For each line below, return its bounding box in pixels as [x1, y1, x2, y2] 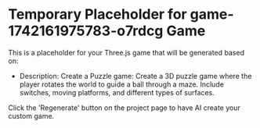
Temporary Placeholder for [8, 5, 187, 23]
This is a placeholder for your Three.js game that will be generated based [8, 48, 245, 57]
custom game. [8, 111, 55, 120]
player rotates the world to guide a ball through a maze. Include [19, 80, 225, 89]
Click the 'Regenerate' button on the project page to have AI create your [8, 103, 241, 112]
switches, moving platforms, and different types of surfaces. [19, 87, 215, 97]
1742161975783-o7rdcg [8, 22, 164, 40]
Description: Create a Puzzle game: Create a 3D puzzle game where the [19, 71, 252, 80]
